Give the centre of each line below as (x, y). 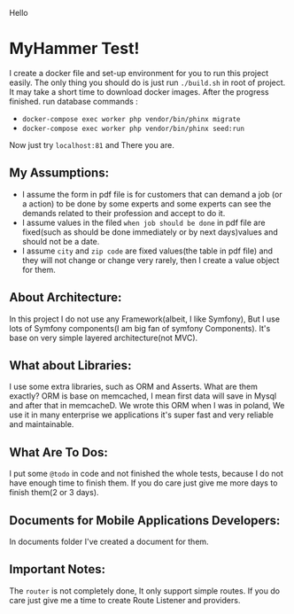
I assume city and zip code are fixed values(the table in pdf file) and (147, 251)
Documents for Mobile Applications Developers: (145, 521)
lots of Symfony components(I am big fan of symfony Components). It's (140, 328)
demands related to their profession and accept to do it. (124, 213)
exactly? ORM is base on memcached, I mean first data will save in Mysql (143, 396)
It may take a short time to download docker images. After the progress (139, 91)
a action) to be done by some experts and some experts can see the (147, 204)
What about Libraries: (70, 365)
